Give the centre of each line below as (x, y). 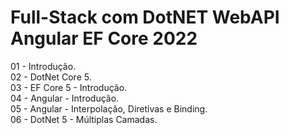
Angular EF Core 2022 (104, 38)
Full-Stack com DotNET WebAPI (145, 17)
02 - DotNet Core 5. (51, 77)
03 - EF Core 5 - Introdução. (69, 87)
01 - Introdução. (43, 66)
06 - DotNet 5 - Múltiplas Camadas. (84, 119)
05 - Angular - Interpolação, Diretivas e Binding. (109, 108)
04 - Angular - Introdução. (65, 98)
